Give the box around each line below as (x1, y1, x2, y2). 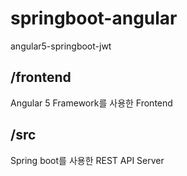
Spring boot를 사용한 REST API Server (10, 154, 165, 166)
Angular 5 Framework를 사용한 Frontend (10, 97, 173, 109)
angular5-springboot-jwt (10, 40, 112, 52)
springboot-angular (10, 7, 178, 30)
